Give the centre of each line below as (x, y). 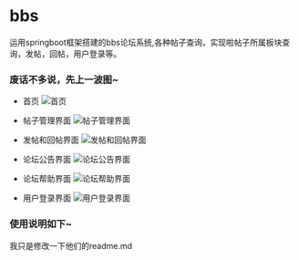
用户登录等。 (97, 53)
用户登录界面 (46, 198)
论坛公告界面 (46, 160)
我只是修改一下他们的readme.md (71, 245)
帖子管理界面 (46, 120)
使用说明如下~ (41, 224)
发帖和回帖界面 (51, 140)
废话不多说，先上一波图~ (64, 79)
